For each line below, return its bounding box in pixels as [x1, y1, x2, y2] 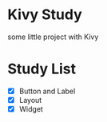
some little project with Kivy [7, 32, 99, 41]
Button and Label [18, 86, 76, 96]
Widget [18, 104, 43, 113]
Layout [18, 95, 42, 104]
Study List [7, 60, 77, 78]
